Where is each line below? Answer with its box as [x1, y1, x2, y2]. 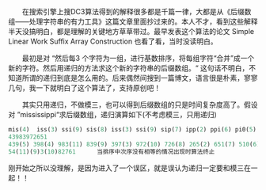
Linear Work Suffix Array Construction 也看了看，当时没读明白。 [8, 36, 218, 46]
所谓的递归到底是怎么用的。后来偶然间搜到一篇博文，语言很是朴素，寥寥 [21, 74, 258, 82]
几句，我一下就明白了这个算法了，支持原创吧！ [8, 83, 161, 93]
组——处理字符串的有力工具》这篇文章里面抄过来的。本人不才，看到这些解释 [8, 17, 258, 26]
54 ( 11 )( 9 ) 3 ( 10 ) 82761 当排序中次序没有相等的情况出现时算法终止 [8, 147, 215, 156]
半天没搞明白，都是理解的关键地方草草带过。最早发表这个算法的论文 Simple [8, 27, 255, 36]
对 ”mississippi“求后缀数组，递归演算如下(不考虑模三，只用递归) [8, 110, 218, 119]
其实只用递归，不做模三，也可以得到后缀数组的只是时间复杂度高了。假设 [21, 100, 258, 109]
